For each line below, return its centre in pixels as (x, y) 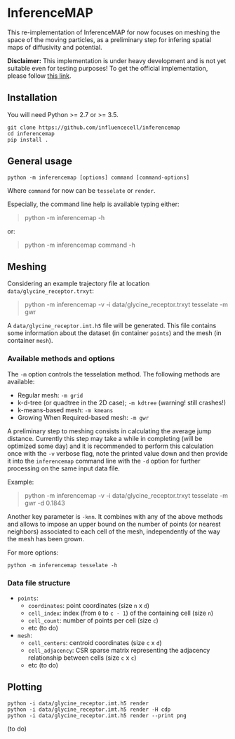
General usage (40, 162)
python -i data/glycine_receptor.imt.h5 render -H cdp (89, 710)
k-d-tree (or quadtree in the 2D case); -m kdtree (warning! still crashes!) (122, 402)
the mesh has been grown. (46, 538)
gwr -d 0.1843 (45, 503)
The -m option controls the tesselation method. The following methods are (114, 374)
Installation (32, 98)
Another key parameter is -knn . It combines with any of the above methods (115, 516)
